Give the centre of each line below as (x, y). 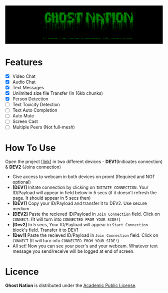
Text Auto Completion (35, 110)
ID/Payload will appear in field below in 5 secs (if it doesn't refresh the (84, 193)
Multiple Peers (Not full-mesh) (43, 127)
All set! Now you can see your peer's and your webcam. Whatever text (85, 246)
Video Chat (24, 76)
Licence (22, 272)
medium (21, 209)
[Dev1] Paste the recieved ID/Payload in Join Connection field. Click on (85, 235)
